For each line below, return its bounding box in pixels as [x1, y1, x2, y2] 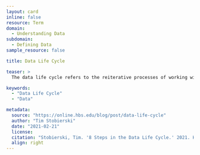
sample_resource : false [6, 48, 65, 53]
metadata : [6, 107, 31, 113]
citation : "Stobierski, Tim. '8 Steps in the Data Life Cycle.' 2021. [11, 134, 190, 140]
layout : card [6, 8, 39, 15]
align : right [11, 140, 44, 146]
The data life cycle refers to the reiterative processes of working [11, 74, 187, 80]
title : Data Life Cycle [6, 58, 65, 64]
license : [11, 129, 33, 135]
